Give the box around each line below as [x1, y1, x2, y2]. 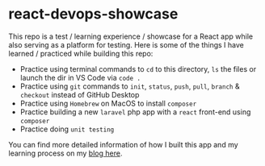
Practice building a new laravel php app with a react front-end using [19, 106, 251, 117]
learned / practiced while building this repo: [8, 48, 154, 58]
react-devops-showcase [8, 5, 179, 23]
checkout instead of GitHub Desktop [19, 89, 140, 99]
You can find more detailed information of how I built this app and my [8, 139, 238, 149]
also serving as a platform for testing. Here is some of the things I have [8, 39, 245, 49]
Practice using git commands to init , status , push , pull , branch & [19, 81, 240, 91]
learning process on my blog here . [8, 148, 123, 158]
